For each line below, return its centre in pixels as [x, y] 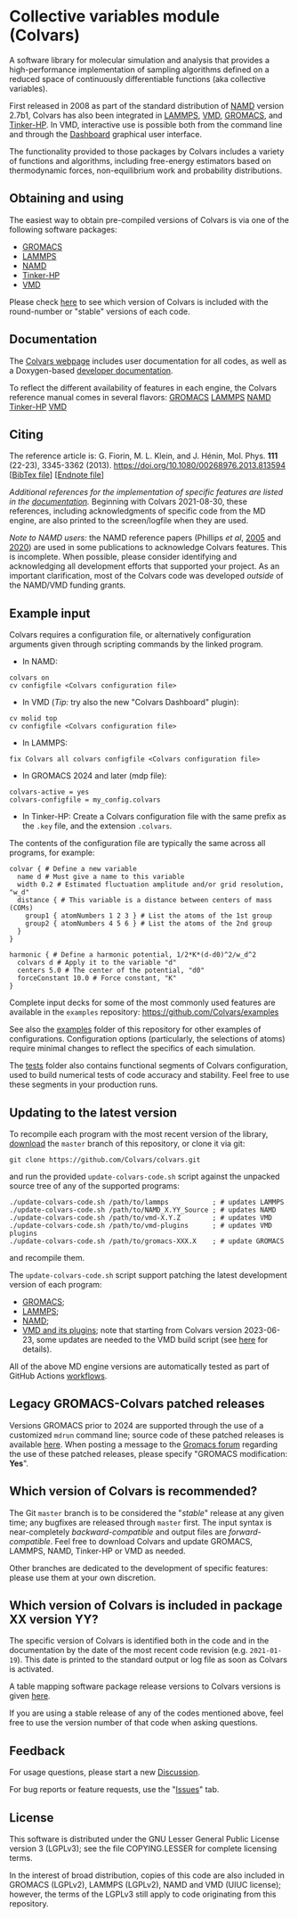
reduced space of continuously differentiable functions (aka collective [137, 78]
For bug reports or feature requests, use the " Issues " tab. [114, 1790]
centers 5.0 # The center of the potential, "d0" [111, 971]
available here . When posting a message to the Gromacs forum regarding [144, 1444]
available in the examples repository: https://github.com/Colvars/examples [144, 1012]
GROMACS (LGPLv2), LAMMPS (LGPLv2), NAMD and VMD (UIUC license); [145, 1885]
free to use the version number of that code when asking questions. [133, 1723]
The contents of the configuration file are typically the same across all [137, 844]
